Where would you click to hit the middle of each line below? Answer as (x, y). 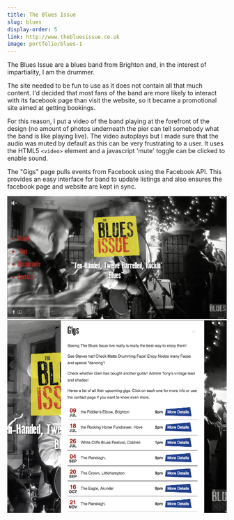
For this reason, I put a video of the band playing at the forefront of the (109, 121)
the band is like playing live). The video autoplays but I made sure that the (113, 136)
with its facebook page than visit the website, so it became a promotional (112, 100)
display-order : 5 (32, 29)
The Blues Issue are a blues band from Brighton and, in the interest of (107, 65)
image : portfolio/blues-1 (45, 44)
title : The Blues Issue (42, 15)
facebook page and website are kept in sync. (72, 187)
